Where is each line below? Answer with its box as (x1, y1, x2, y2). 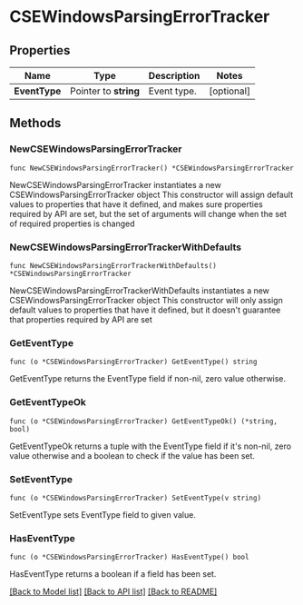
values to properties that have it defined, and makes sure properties (9, 198, 263, 210)
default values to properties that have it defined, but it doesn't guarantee (9, 304, 281, 315)
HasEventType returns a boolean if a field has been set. (9, 569, 217, 580)
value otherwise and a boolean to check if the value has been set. (9, 450, 256, 461)
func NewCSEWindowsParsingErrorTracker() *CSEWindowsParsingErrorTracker (9, 164, 295, 173)
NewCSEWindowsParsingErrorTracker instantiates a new (9, 179, 222, 190)
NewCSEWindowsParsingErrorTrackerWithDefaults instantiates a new (9, 284, 270, 296)
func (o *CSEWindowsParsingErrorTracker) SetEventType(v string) (9, 493, 261, 502)
